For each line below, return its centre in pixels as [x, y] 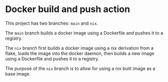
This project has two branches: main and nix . [52, 23]
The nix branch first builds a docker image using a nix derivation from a [79, 48]
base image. [18, 73]
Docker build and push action [68, 9]
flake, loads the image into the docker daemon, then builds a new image [80, 53]
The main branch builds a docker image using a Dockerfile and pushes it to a [84, 33]
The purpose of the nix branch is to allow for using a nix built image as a [80, 68]
